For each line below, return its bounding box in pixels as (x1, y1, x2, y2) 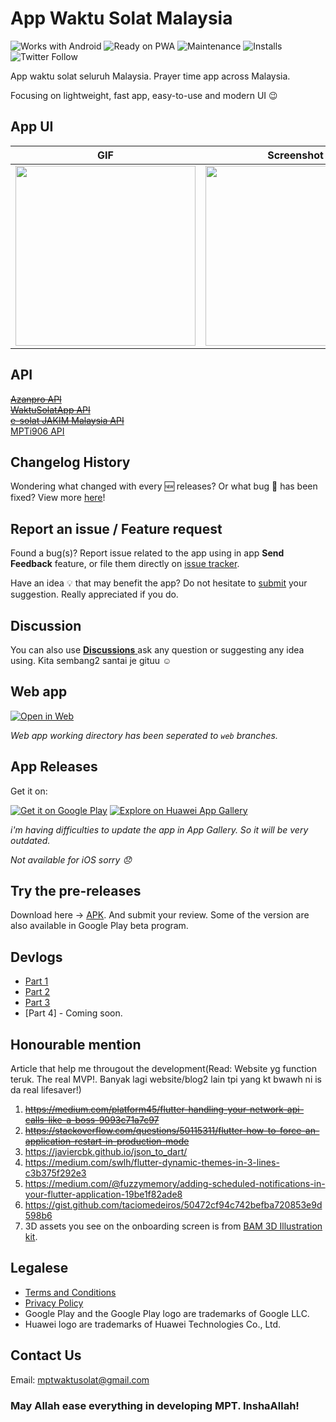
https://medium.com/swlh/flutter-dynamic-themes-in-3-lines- (24, 1157, 280, 1169)
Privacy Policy (24, 1297, 84, 1309)
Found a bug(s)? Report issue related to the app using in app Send (10, 547, 285, 559)
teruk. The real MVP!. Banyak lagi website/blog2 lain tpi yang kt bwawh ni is (10, 1073, 322, 1086)
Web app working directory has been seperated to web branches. (10, 729, 278, 741)
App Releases (10, 758, 98, 776)
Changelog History (10, 453, 131, 471)
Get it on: (10, 785, 48, 797)
